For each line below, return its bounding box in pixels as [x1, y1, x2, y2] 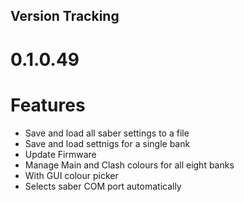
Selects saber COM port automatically [24, 180, 182, 192]
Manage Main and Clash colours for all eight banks [24, 159, 235, 171]
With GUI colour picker [24, 169, 119, 181]
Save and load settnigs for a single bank [24, 137, 191, 149]
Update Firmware [24, 148, 97, 160]
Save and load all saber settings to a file [24, 127, 190, 139]
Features [10, 94, 86, 116]
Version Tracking [10, 8, 120, 25]
